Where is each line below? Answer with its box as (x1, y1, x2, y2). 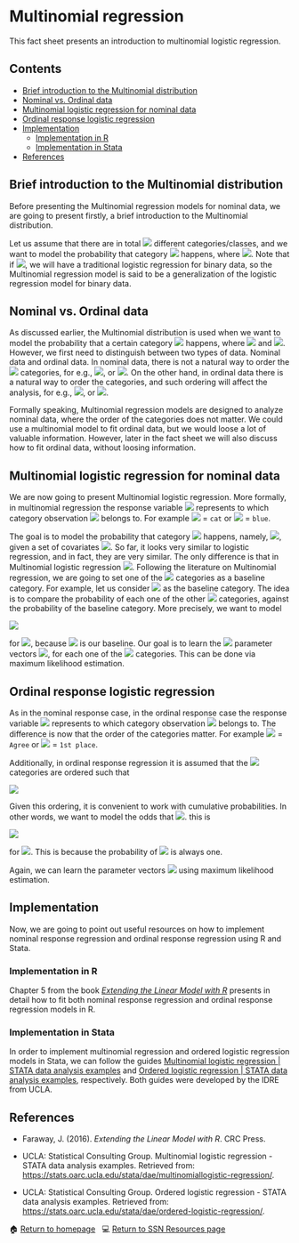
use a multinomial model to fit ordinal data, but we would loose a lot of (9, 424, 267, 434)
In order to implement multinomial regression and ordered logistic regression (9, 1046, 290, 1057)
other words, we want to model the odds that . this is (9, 811, 211, 822)
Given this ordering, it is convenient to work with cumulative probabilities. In (9, 801, 287, 811)
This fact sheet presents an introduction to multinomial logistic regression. (9, 36, 281, 46)
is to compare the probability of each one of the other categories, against (9, 593, 289, 604)
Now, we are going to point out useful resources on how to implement (9, 924, 265, 934)
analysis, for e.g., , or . (9, 387, 109, 398)
